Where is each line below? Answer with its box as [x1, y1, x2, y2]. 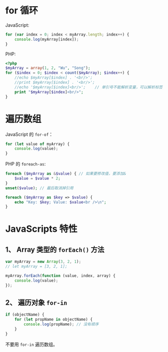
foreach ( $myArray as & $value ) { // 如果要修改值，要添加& [5, 171, 127, 176]
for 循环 [5, 5, 38, 16]
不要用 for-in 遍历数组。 [5, 341, 58, 347]
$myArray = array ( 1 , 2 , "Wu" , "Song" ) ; [5, 65, 91, 71]
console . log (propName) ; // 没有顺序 [24, 322, 99, 327]
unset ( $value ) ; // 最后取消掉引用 [5, 186, 74, 191]
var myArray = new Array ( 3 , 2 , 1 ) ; [5, 259, 81, 265]
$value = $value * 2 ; [14, 176, 60, 181]
